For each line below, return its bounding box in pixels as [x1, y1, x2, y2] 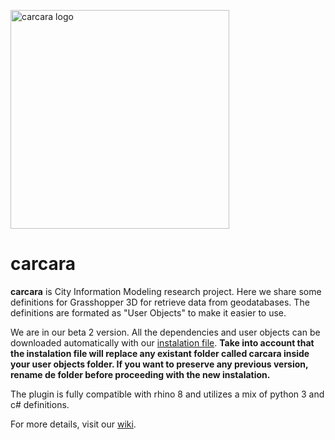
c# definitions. [10, 398, 70, 410]
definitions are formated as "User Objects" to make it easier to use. [10, 306, 287, 319]
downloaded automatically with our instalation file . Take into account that [10, 336, 315, 349]
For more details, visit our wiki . [10, 418, 137, 430]
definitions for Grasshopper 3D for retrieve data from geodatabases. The [10, 296, 310, 308]
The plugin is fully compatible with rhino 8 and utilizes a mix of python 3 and [10, 388, 325, 400]
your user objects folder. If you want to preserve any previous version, [10, 358, 309, 370]
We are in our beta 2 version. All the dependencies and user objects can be [10, 326, 321, 338]
